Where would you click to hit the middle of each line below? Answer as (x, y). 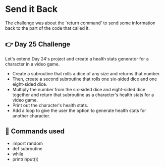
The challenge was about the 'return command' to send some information (80, 23)
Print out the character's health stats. (50, 105)
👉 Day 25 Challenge (38, 44)
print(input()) (25, 159)
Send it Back (31, 9)
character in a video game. (32, 64)
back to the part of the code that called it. (48, 28)
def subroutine (27, 148)
